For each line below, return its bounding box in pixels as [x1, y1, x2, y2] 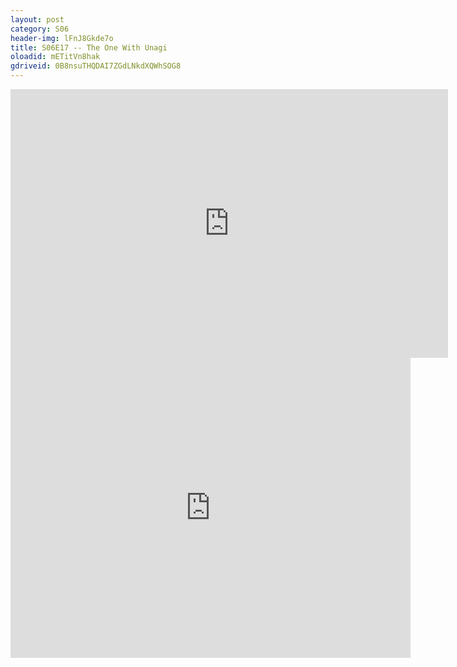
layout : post [10, 14, 65, 25]
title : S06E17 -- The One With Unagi [10, 42, 168, 53]
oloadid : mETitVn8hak [10, 52, 101, 62]
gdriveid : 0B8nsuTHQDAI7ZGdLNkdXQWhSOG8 [10, 61, 182, 71]
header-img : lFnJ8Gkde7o [10, 33, 114, 43]
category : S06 [10, 24, 70, 34]
